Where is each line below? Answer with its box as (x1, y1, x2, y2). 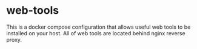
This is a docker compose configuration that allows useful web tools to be (6, 23, 191, 30)
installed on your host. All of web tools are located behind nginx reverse (6, 29, 186, 36)
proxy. (6, 36, 22, 43)
